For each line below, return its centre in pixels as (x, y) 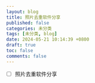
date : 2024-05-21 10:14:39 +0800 (48, 39)
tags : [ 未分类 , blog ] (32, 34)
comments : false (26, 56)
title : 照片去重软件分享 (33, 17)
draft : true (21, 45)
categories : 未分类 (29, 28)
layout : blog (22, 12)
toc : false (20, 51)
